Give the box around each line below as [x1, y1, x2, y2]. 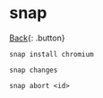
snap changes [9, 66, 58, 75]
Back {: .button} [9, 32, 65, 43]
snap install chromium [9, 49, 94, 58]
